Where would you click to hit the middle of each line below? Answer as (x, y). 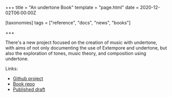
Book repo (24, 84)
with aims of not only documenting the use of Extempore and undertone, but (86, 48)
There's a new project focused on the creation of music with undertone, (81, 42)
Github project (28, 78)
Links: (12, 69)
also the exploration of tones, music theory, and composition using (76, 53)
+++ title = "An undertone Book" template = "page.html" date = (72, 7)
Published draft (29, 89)
